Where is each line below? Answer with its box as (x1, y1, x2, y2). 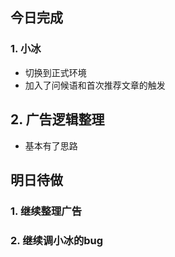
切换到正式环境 (24, 66, 87, 78)
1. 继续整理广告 (10, 204, 83, 218)
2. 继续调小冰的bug (10, 233, 104, 247)
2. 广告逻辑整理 (10, 111, 105, 128)
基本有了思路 (24, 139, 78, 152)
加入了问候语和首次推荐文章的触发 (24, 79, 166, 91)
